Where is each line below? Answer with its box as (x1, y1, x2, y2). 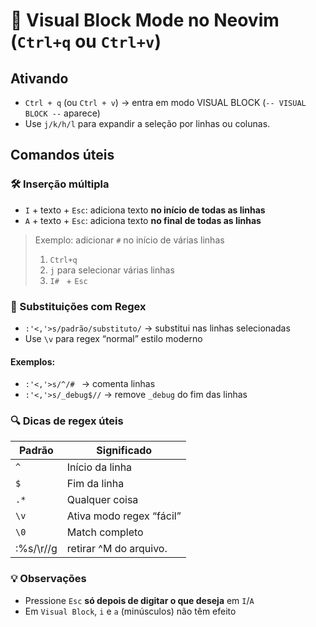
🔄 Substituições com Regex (10, 299, 147, 313)
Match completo (66, 525, 144, 539)
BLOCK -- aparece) (24, 107, 101, 119)
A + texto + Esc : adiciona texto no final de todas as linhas (24, 214, 262, 226)
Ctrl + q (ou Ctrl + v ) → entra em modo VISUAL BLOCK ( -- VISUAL (24, 97, 307, 108)
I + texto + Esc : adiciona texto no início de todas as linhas (24, 204, 266, 216)
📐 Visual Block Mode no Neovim (10, 9, 280, 32)
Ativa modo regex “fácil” (66, 509, 182, 523)
